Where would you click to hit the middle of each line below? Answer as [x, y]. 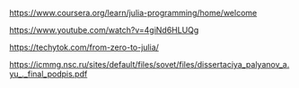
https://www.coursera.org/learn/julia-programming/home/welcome [133, 13]
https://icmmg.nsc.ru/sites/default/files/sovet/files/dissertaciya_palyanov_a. [149, 64]
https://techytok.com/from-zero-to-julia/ [84, 47]
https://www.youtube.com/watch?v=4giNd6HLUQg [104, 30]
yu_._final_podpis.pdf [48, 74]
